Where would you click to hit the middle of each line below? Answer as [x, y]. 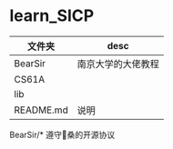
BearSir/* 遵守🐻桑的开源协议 [62, 134]
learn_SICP [52, 16]
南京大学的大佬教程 [118, 64]
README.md [41, 110]
